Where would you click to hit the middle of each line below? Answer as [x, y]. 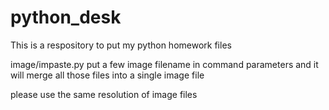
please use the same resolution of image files [104, 94]
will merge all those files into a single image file [107, 75]
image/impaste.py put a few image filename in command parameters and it [164, 64]
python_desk [66, 17]
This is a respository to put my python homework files [121, 45]
